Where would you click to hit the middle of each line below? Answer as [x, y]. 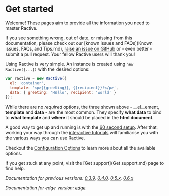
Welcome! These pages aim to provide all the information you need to [77, 23]
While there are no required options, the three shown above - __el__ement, [82, 107]
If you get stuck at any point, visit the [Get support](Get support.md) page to [85, 163]
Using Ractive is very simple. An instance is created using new [69, 64]
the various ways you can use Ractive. [45, 138]
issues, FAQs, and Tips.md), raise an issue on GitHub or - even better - [79, 48]
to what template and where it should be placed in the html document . [79, 118]
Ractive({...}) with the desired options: [47, 69]
